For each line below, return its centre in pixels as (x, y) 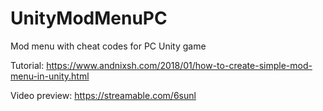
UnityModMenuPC (89, 18)
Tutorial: (27, 65)
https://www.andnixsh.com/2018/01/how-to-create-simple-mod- (179, 65)
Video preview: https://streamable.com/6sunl (103, 95)
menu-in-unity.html (50, 76)
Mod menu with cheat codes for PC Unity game (108, 46)
